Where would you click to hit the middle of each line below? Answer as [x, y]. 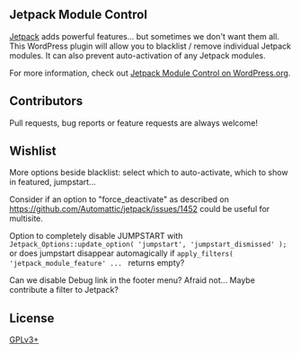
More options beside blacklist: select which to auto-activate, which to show [149, 172]
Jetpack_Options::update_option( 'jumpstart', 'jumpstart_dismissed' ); [148, 245]
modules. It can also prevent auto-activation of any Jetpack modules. [138, 55]
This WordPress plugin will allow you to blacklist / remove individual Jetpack [150, 46]
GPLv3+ [24, 340]
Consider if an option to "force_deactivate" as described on [119, 199]
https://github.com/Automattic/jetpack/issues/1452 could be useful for [140, 209]
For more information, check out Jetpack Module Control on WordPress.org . [150, 73]
